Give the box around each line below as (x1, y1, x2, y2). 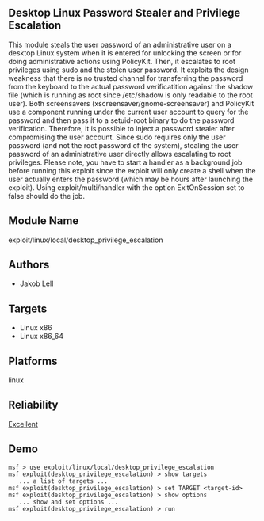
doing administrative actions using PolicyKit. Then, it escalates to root (8, 56, 236, 66)
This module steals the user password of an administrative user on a (8, 40, 231, 49)
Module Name (8, 214, 79, 228)
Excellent (8, 419, 38, 428)
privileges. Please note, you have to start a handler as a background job (8, 158, 243, 167)
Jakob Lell (19, 279, 54, 288)
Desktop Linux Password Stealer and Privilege (8, 6, 241, 20)
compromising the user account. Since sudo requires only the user (8, 132, 226, 142)
